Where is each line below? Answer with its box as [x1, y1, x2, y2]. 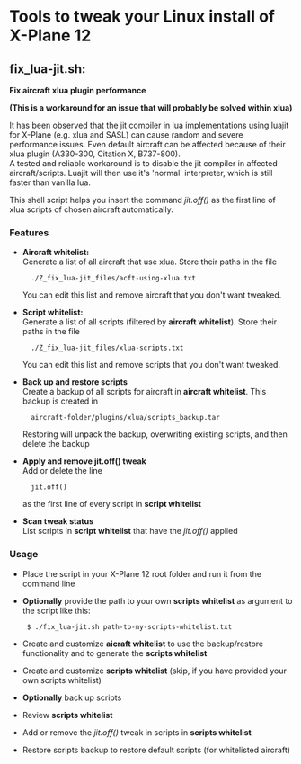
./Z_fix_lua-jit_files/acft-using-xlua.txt [31, 274, 196, 283]
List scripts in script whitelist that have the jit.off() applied [22, 526, 238, 537]
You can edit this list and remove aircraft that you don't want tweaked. [22, 289, 282, 300]
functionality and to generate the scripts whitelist [22, 647, 208, 658]
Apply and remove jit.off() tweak [22, 456, 146, 466]
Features [9, 227, 49, 239]
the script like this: [22, 605, 91, 616]
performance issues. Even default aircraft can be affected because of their [9, 139, 286, 149]
